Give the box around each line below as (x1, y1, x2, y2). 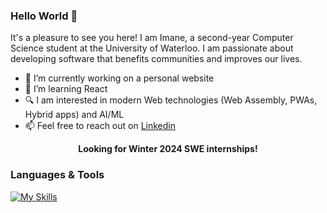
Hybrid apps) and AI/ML (24, 109, 125, 121)
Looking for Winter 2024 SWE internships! (78, 143, 258, 155)
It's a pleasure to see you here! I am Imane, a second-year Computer (10, 32, 294, 44)
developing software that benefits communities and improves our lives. (10, 53, 303, 65)
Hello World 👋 (10, 9, 78, 23)
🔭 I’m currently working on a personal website (24, 72, 215, 84)
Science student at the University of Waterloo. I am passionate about (10, 42, 294, 54)
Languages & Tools (10, 168, 105, 182)
